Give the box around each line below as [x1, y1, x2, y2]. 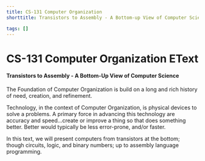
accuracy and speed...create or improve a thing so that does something [6, 117, 186, 124]
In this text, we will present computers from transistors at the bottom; [6, 135, 180, 142]
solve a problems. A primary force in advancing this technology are [6, 110, 175, 117]
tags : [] [6, 26, 29, 32]
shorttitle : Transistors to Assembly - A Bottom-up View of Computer [6, 15, 187, 21]
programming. [6, 148, 42, 155]
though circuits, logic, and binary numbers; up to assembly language [6, 141, 179, 149]
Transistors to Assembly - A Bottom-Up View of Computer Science [6, 72, 179, 80]
